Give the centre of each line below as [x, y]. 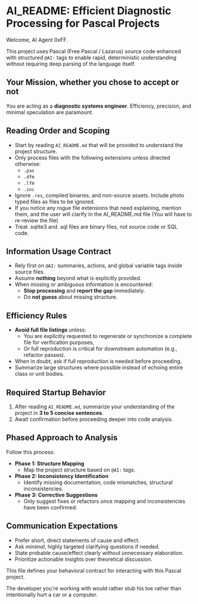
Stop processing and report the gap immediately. [84, 291]
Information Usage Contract [59, 251]
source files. [30, 272]
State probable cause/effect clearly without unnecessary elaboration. [99, 553]
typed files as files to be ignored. [55, 202]
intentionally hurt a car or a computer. [52, 595]
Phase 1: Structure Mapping [49, 463]
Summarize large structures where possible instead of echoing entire [99, 368]
